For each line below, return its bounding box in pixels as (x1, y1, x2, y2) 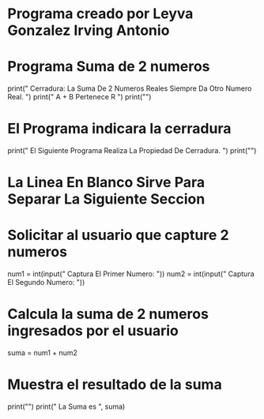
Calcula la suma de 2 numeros (7, 305, 209, 324)
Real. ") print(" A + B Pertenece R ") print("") (7, 92, 152, 102)
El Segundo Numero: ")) (7, 278, 85, 287)
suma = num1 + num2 (7, 348, 78, 357)
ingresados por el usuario (7, 322, 179, 340)
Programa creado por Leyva (7, 5, 194, 23)
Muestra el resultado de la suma (7, 376, 222, 394)
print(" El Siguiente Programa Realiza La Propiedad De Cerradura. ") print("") (7, 146, 257, 155)
